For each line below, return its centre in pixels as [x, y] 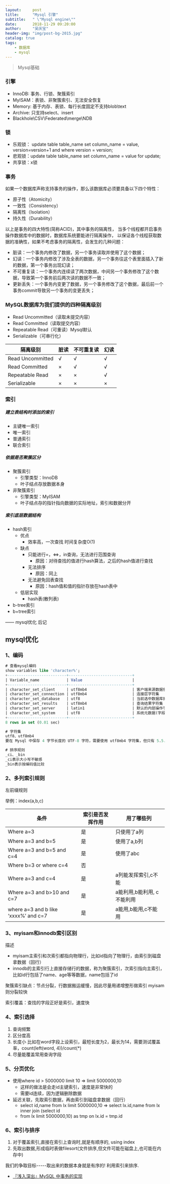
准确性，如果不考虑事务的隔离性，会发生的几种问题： [69, 242]
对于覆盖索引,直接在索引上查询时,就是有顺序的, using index [74, 1142]
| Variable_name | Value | [70, 680]
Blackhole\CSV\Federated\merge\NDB [52, 118]
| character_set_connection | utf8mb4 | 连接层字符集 [82, 694]
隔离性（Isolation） [33, 212]
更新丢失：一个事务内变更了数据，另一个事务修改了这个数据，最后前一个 [88, 284]
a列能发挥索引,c [134, 875]
